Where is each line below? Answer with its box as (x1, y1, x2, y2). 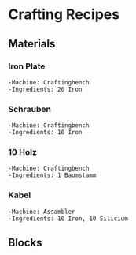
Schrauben (8, 103, 51, 114)
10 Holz (8, 147, 38, 158)
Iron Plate (8, 61, 46, 72)
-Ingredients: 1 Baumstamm (8, 171, 97, 179)
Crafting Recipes (8, 6, 120, 24)
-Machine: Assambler (8, 208, 76, 216)
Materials (8, 37, 56, 51)
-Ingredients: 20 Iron (8, 85, 83, 93)
